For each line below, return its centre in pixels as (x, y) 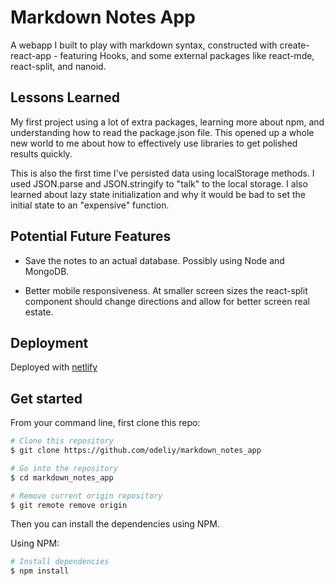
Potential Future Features (91, 236)
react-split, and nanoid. (58, 66)
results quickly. (41, 153)
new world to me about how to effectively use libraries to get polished (154, 143)
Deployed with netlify (54, 367)
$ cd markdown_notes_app (62, 477)
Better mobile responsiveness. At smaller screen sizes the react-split (166, 290)
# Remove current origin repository (86, 496)
